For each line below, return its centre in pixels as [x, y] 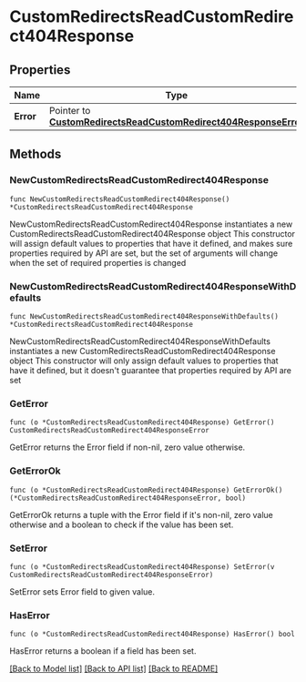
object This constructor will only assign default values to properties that [144, 361]
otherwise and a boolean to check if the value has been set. [122, 524]
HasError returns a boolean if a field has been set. [103, 651]
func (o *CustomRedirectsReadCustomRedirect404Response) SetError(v [142, 566]
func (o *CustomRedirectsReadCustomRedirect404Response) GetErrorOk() [146, 490]
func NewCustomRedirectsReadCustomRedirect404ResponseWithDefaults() [144, 316]
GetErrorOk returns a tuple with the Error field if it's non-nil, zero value [141, 514]
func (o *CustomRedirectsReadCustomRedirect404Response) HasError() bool [153, 635]
